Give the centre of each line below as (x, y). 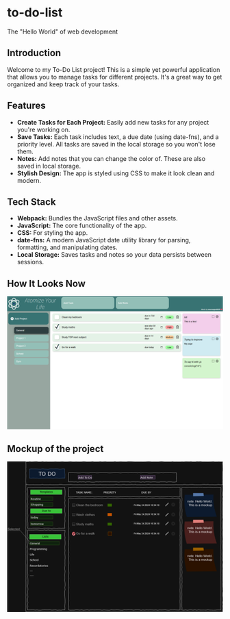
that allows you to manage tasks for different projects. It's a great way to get (115, 77)
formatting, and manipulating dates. (67, 247)
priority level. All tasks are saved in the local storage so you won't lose (116, 144)
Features (26, 106)
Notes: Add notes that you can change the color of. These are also (111, 158)
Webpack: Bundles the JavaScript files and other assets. (97, 218)
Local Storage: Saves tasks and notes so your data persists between (114, 255)
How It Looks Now (46, 283)
